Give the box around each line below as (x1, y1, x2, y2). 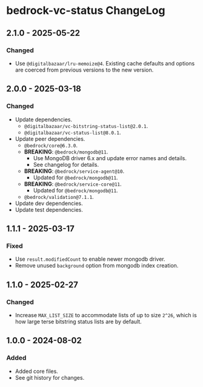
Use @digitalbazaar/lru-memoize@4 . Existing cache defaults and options (15, 59, 195, 67)
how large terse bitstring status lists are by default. (15, 318, 142, 325)
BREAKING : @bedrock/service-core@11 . (24, 180, 122, 187)
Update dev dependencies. (15, 200, 83, 207)
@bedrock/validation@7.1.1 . (24, 193, 94, 200)
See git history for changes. (15, 374, 85, 381)
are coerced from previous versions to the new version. (15, 66, 154, 73)
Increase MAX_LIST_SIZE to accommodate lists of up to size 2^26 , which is (15, 311, 197, 318)
